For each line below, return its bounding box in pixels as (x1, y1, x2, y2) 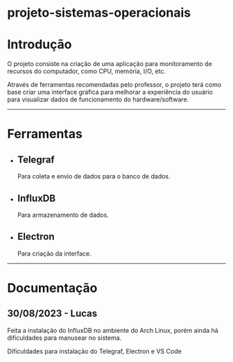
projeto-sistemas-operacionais (7, 5, 191, 21)
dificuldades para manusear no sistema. (7, 334, 122, 342)
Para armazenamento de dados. (17, 211, 109, 219)
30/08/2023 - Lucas (7, 308, 98, 320)
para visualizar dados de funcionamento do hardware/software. (7, 95, 189, 104)
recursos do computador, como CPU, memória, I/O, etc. (7, 67, 166, 76)
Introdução (7, 37, 72, 53)
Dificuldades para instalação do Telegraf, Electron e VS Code (7, 347, 182, 355)
